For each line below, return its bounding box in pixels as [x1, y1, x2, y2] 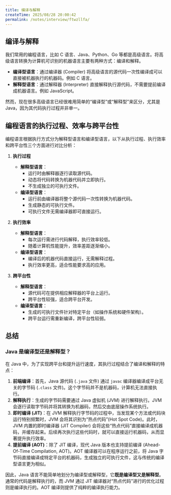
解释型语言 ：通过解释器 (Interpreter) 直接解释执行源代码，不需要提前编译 [12, 81, 166, 88]
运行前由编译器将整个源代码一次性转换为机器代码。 [27, 196, 135, 202]
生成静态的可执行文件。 [27, 202, 77, 208]
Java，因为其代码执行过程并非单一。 [5, 105, 82, 111]
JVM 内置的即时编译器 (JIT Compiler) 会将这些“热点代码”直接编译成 [12, 422, 154, 428]
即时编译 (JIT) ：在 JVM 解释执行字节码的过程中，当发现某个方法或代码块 [12, 409, 166, 416]
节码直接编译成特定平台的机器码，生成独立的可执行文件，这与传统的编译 [12, 454, 164, 460]
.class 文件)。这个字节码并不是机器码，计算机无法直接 [38, 384, 153, 390]
